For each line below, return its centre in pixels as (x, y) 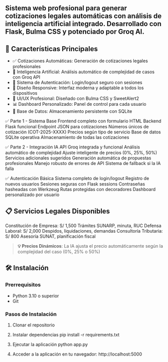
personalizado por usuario (32, 195)
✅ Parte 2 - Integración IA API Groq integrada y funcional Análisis (73, 147)
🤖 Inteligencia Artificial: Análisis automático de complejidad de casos (83, 72)
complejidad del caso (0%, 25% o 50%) (59, 252)
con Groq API (26, 77)
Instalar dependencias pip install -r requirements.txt (66, 335)
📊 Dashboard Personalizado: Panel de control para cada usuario (79, 104)
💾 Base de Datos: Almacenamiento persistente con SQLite (72, 111)
